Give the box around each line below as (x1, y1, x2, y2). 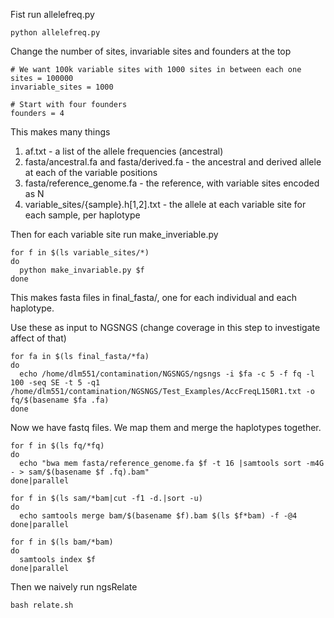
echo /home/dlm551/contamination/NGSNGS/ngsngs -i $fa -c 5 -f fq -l (19, 369, 315, 379)
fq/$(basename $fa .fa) (10, 395, 110, 405)
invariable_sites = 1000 (10, 82, 114, 92)
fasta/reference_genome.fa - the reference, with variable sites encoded (24, 177, 320, 189)
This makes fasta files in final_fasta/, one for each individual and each (10, 292, 297, 303)
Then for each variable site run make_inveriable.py (10, 229, 219, 240)
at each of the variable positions (24, 167, 158, 178)
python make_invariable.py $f (19, 265, 145, 275)
